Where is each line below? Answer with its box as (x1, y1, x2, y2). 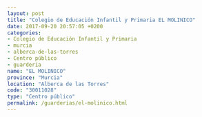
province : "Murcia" (7, 74, 63, 81)
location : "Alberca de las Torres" (7, 81, 110, 87)
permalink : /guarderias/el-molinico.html (7, 100, 128, 107)
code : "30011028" (7, 87, 57, 94)
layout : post (7, 10, 45, 17)
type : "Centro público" (7, 94, 76, 100)
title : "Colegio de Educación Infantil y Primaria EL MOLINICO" (7, 17, 196, 23)
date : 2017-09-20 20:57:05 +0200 (7, 23, 103, 30)
